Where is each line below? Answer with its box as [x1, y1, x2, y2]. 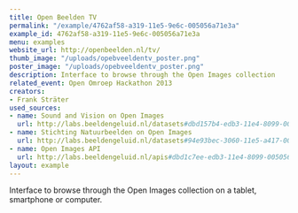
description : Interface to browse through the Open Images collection [9, 71, 276, 80]
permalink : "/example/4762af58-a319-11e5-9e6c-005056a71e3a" [9, 21, 240, 30]
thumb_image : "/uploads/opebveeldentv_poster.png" [9, 54, 200, 63]
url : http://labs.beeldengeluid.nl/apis [17, 152, 169, 162]
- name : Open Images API [9, 144, 101, 153]
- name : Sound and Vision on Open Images [9, 111, 165, 120]
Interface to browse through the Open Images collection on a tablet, [9, 185, 257, 195]
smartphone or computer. [9, 194, 103, 205]
